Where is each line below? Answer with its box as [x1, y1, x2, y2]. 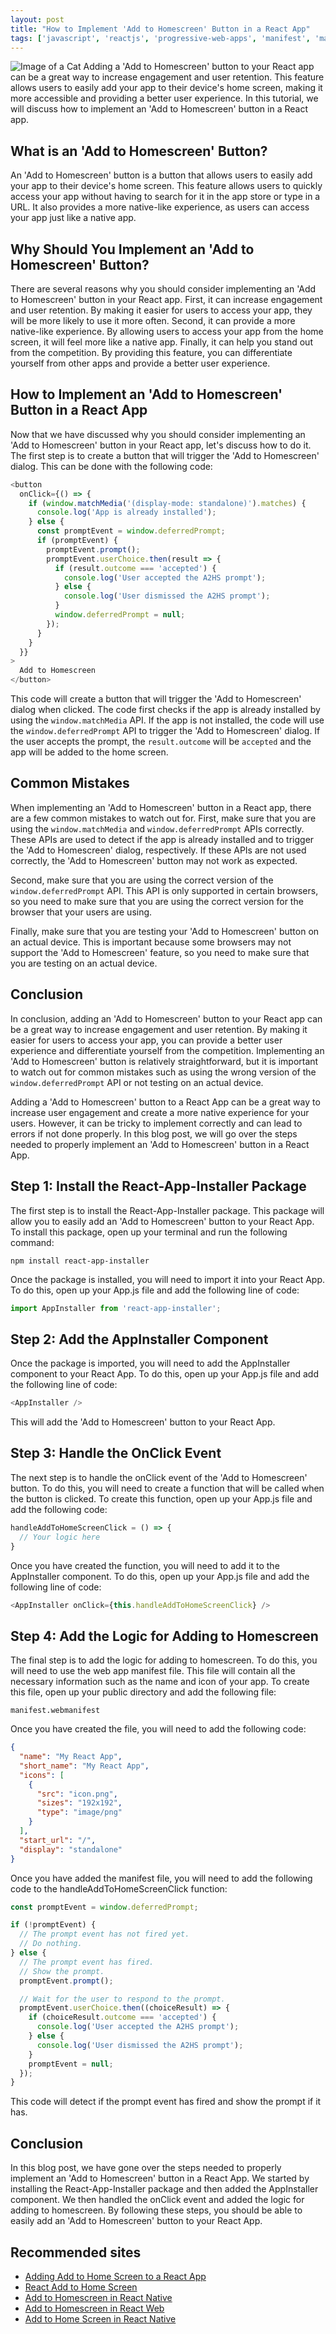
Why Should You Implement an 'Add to [10, 241, 255, 258]
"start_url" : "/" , [19, 1835, 97, 1845]
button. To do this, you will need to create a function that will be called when [10, 1482, 325, 1494]
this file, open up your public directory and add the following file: [10, 1686, 277, 1698]
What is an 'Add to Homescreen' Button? [10, 142, 268, 160]
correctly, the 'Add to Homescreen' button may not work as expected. [10, 854, 298, 866]
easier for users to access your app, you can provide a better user [10, 1034, 283, 1046]
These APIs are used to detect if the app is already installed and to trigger [10, 833, 315, 845]
